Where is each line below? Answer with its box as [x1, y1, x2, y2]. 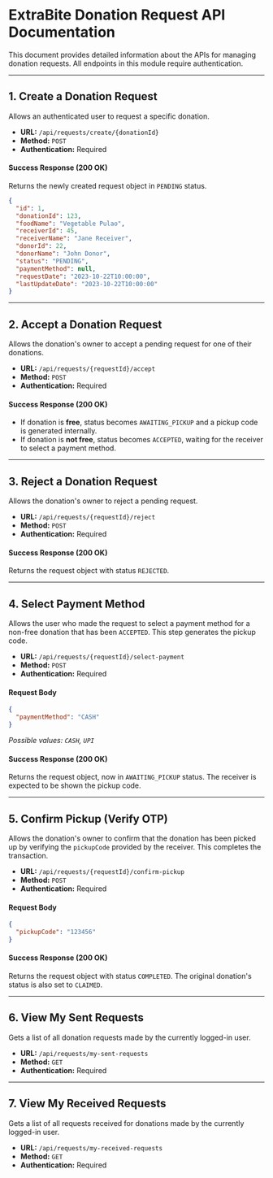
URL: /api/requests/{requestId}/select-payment [19, 652, 185, 662]
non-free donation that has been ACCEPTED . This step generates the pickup [8, 628, 256, 637]
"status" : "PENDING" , [15, 257, 89, 265]
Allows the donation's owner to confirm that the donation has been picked [8, 833, 257, 843]
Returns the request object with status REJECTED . [8, 566, 170, 576]
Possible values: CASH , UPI [8, 736, 95, 745]
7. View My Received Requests [8, 1097, 167, 1111]
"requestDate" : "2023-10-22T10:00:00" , [15, 272, 151, 280]
